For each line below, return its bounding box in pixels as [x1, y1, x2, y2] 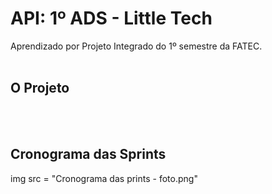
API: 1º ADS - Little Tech [10, 7, 213, 30]
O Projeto [10, 80, 70, 97]
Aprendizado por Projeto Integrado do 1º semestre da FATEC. [10, 40, 263, 52]
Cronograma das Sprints [10, 146, 167, 163]
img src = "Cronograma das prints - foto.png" [10, 172, 198, 184]
